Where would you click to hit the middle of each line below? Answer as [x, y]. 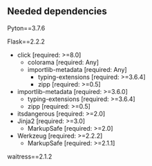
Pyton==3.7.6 [26, 28]
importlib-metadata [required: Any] [77, 69]
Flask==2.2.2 [26, 41]
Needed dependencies [57, 11]
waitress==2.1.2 [30, 156]
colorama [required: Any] [63, 62]
